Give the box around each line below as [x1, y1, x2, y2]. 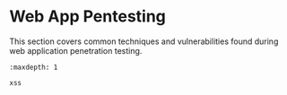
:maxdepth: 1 [9, 63, 58, 72]
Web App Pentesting [9, 6, 166, 27]
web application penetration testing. [9, 45, 143, 56]
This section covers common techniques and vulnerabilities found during [9, 36, 279, 47]
